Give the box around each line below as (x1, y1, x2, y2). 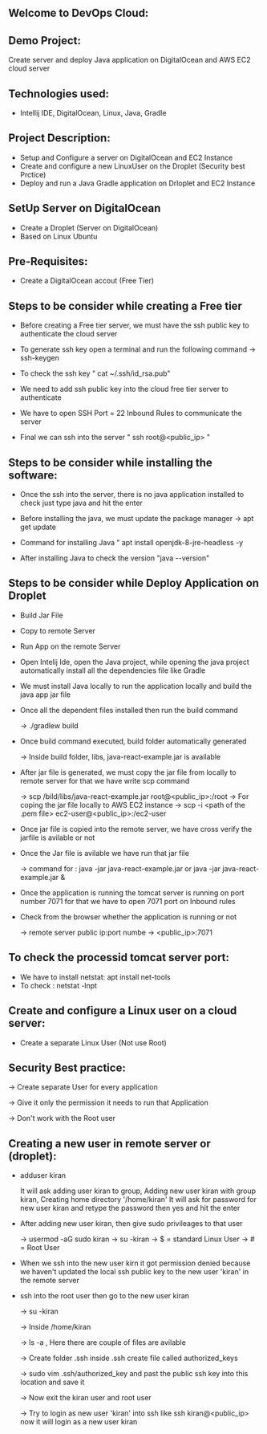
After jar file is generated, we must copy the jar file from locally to (19, 767, 237, 777)
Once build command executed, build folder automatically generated (19, 736, 247, 746)
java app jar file (19, 690, 71, 699)
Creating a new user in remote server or (8, 1136, 211, 1151)
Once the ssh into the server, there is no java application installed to (19, 490, 245, 499)
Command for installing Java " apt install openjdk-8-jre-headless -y (19, 538, 243, 548)
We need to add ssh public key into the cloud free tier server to (19, 385, 229, 394)
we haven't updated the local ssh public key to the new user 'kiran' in (19, 1267, 249, 1277)
